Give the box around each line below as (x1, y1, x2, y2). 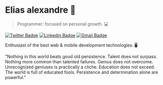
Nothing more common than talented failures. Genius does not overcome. (5, 58, 153, 64)
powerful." (5, 74, 26, 80)
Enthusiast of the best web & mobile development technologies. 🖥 (5, 42, 138, 48)
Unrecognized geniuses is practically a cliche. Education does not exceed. (5, 64, 155, 70)
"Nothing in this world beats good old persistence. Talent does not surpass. (5, 54, 158, 59)
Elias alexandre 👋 (5, 4, 76, 16)
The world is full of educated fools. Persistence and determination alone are (5, 69, 158, 75)
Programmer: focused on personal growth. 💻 (17, 21, 109, 27)
